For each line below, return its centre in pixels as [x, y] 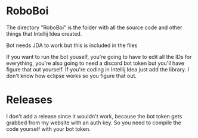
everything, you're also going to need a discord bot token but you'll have [95, 63]
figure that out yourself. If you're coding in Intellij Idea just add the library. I [98, 69]
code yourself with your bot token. [48, 128]
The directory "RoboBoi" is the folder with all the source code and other [94, 27]
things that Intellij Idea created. [44, 33]
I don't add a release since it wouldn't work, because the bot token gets [94, 116]
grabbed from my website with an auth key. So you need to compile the [94, 123]
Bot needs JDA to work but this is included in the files [72, 45]
